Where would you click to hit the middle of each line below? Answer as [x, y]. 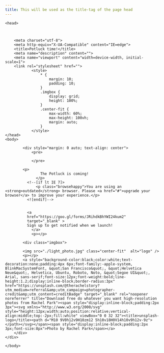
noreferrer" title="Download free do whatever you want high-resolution [81, 298]
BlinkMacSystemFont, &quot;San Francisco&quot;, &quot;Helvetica [73, 268]
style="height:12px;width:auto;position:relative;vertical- [68, 311]
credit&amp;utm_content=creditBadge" [44, 294]
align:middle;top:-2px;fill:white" [41, 316]
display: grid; [64, 96]
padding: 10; [62, 83]
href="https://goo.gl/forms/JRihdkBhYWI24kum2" [76, 217]
